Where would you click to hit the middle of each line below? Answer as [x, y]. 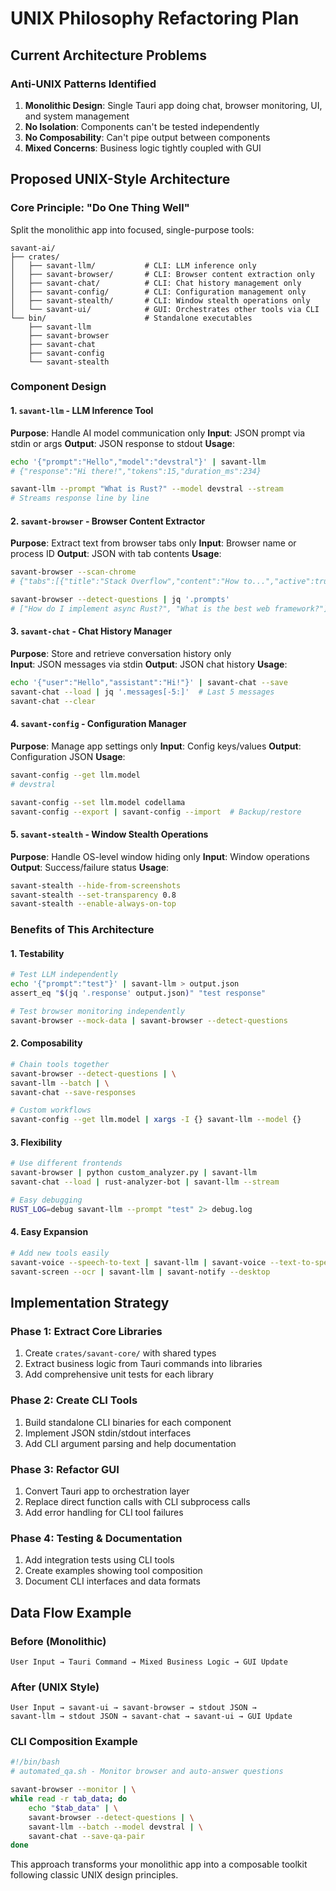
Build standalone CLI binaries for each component [128, 1422]
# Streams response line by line [80, 498]
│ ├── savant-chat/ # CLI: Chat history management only [156, 283]
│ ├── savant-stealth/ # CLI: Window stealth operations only [160, 300]
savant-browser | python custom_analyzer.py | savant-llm [133, 1173]
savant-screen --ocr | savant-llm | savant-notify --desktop [140, 1272]
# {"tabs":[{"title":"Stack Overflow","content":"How [125, 582]
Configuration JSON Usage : [68, 756]
